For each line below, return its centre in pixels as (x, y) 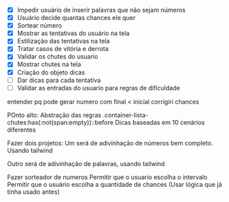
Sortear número (39, 26)
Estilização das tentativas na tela (63, 41)
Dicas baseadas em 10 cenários (160, 122)
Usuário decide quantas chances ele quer (76, 18)
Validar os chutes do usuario (57, 57)
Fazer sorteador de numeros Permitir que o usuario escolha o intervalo (107, 177)
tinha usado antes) (33, 192)
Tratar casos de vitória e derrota (63, 49)
